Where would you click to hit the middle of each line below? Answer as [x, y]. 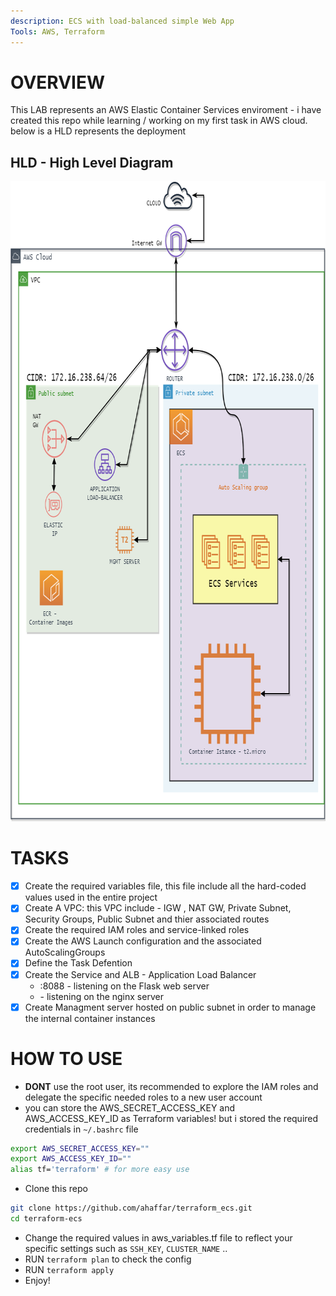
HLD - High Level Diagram [92, 162]
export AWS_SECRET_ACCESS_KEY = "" [80, 1148]
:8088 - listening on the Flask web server [124, 986]
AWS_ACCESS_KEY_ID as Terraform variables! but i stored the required [171, 1118]
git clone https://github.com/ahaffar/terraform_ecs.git [131, 1208]
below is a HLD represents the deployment [98, 131]
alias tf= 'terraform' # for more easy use [100, 1170]
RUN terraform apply [69, 1269]
